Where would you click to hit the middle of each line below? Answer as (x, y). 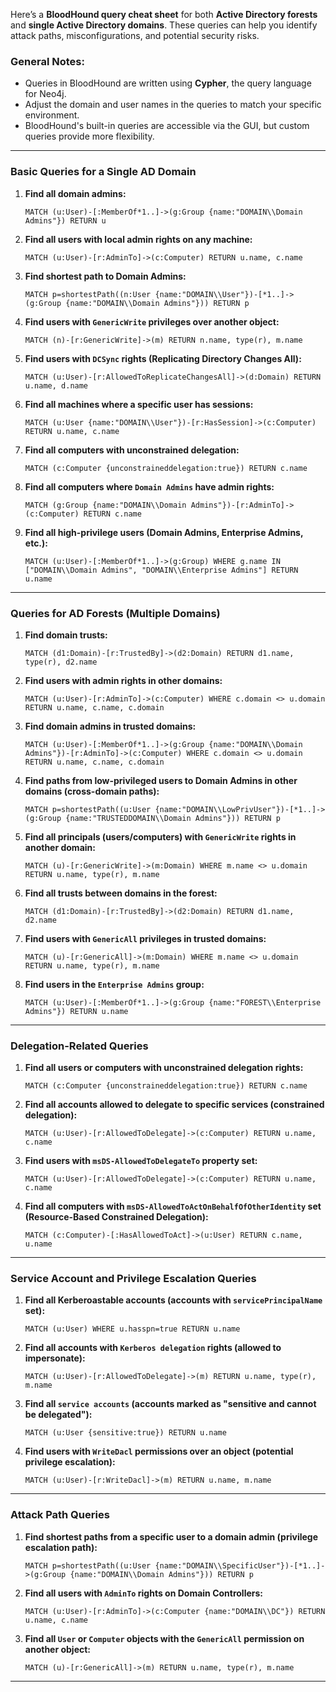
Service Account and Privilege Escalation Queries (133, 1279)
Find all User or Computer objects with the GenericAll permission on (164, 1638)
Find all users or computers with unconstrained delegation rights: (164, 1068)
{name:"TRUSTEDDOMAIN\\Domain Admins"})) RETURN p (173, 818)
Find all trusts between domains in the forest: (121, 893)
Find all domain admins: (75, 193)
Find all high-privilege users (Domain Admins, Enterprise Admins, (164, 532)
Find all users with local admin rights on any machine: (138, 239)
